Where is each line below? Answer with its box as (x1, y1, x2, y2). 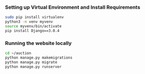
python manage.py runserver (5, 64, 62, 69)
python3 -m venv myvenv (5, 19, 53, 24)
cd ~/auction (5, 51, 32, 56)
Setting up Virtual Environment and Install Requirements (5, 4, 141, 11)
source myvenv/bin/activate (5, 24, 62, 29)
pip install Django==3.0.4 (5, 28, 60, 33)
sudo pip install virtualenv (5, 15, 64, 20)
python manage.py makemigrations (5, 55, 73, 60)
